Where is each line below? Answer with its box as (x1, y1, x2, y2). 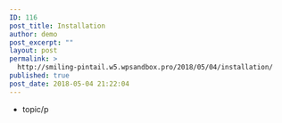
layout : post (9, 46, 58, 55)
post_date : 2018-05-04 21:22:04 (9, 79, 129, 88)
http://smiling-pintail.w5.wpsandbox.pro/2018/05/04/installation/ (17, 63, 274, 72)
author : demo (9, 29, 58, 38)
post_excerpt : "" (9, 37, 74, 47)
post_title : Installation (9, 21, 105, 30)
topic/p (21, 103, 49, 114)
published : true (9, 71, 70, 80)
